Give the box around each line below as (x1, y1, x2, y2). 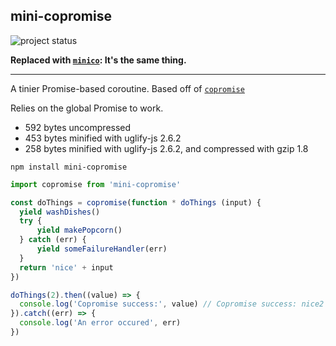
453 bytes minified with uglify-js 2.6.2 (24, 132, 182, 144)
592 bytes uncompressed (24, 121, 132, 133)
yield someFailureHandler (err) (36, 244, 168, 254)
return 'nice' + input (19, 262, 114, 273)
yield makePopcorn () (36, 225, 123, 236)
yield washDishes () (19, 207, 101, 217)
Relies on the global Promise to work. (10, 102, 164, 114)
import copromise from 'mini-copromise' (10, 179, 182, 189)
